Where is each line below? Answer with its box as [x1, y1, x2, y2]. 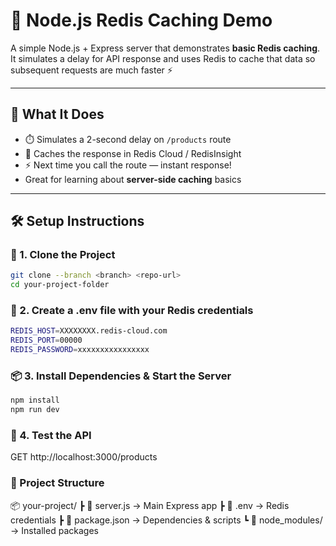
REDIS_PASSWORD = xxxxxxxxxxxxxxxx [10, 345, 150, 355]
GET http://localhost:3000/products [10, 451, 158, 463]
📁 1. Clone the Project [10, 248, 116, 262]
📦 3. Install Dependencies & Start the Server [10, 369, 232, 383]
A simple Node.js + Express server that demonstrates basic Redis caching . [10, 42, 321, 54]
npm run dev [10, 405, 60, 415]
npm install [10, 395, 60, 406]
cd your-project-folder [10, 280, 110, 290]
